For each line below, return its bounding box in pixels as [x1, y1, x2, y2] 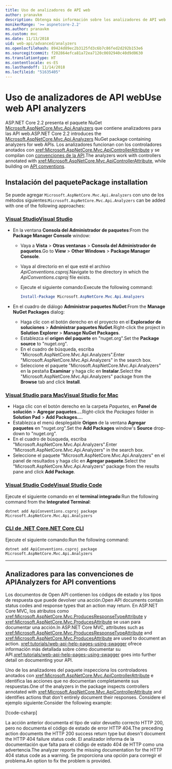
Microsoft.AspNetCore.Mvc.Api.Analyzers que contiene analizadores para [5, 125, 161, 131]
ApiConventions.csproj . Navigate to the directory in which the [20, 269, 149, 275]
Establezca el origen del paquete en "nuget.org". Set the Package [20, 335, 160, 341]
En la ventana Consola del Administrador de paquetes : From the [12, 227, 149, 234]
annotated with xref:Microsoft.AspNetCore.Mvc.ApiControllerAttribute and [5, 688, 162, 695]
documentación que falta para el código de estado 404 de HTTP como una [5, 741, 164, 747]
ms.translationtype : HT [5, 55, 56, 61]
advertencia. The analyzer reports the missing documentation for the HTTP [5, 746, 162, 753]
